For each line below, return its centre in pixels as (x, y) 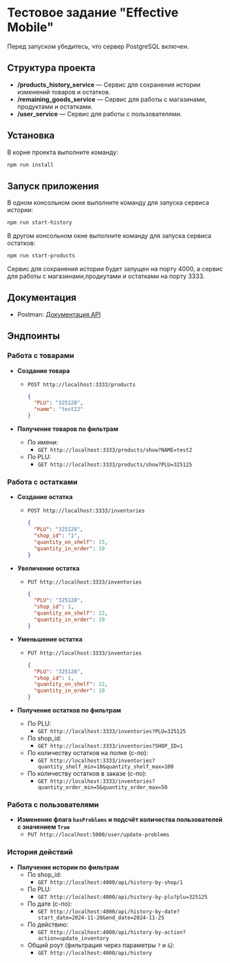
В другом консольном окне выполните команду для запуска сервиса (109, 236)
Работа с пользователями (53, 805)
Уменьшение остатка (50, 639)
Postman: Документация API (59, 314)
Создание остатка (45, 497)
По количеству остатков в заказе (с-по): (87, 774)
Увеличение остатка (48, 568)
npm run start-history (40, 223)
